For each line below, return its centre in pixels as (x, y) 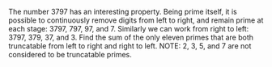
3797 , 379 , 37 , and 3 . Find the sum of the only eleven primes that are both (131, 37)
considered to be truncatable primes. (70, 54)
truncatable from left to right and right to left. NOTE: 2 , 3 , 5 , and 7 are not (130, 46)
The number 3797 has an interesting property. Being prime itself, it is (123, 12)
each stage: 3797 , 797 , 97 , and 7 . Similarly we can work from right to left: (129, 29)
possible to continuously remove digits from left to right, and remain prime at (136, 20)
